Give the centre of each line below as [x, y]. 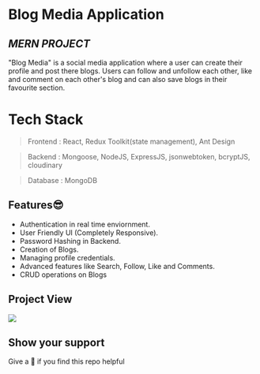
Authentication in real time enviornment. [85, 224]
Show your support [57, 342]
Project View [40, 299]
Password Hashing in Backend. [70, 241]
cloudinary [45, 165]
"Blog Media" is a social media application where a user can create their [126, 62]
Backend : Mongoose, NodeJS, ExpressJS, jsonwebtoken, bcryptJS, [139, 156]
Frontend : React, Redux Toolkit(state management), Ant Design [131, 141]
